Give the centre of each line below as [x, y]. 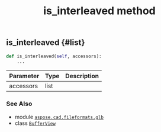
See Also [19, 104]
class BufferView [35, 123]
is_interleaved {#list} [46, 43]
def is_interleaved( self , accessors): [54, 56]
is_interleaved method [99, 11]
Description [82, 76]
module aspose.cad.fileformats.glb [59, 117]
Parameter [24, 76]
